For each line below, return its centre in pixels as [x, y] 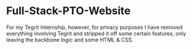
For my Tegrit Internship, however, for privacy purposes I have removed [95, 27]
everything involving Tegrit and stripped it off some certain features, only [96, 33]
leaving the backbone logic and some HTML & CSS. [70, 40]
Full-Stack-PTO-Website [68, 11]
